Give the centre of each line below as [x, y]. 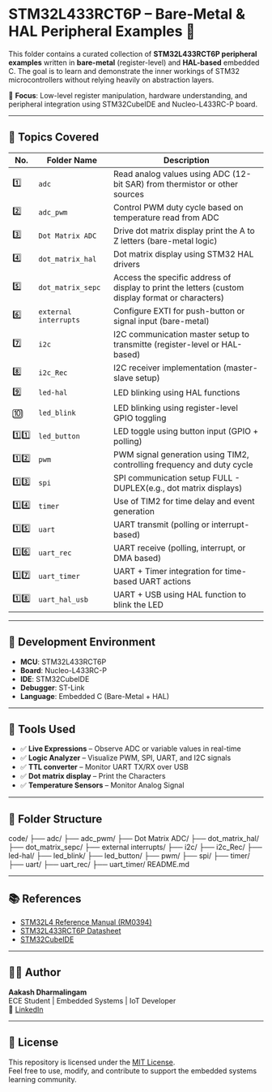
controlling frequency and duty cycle [183, 464]
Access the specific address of [172, 277]
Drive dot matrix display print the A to [184, 231]
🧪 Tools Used [42, 729]
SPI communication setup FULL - [176, 477]
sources [128, 194]
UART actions [165, 581]
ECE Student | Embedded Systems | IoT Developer [92, 1000]
